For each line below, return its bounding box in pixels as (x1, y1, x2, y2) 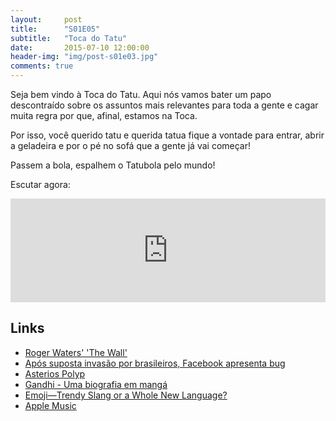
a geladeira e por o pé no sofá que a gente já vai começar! (10, 140, 252, 151)
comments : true (10, 61, 74, 71)
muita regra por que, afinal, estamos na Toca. (10, 110, 198, 121)
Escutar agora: (10, 179, 71, 190)
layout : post (10, 14, 83, 25)
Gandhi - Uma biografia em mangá (24, 378, 168, 390)
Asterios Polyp (24, 367, 86, 380)
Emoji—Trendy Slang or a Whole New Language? (24, 389, 228, 401)
